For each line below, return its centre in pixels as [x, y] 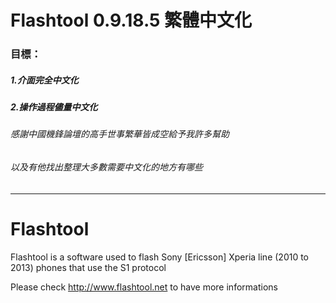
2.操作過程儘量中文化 [54, 107]
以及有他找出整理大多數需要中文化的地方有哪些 [106, 167]
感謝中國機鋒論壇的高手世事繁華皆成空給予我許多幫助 [120, 134]
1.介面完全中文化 [44, 80]
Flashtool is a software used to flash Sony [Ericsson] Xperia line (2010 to [160, 257]
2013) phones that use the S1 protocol [88, 267]
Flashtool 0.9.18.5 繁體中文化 [131, 20]
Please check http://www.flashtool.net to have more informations [144, 287]
